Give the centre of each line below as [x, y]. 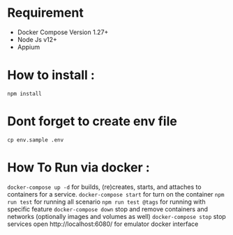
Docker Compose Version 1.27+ [63, 32]
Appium [29, 47]
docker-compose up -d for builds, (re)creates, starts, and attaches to [104, 187]
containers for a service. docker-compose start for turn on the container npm [116, 194]
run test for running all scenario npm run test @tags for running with [106, 202]
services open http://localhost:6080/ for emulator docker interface [103, 224]
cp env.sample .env [36, 140]
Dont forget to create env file [92, 122]
